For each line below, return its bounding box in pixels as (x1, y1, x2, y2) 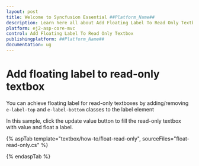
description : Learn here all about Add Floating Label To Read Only (6, 20, 179, 25)
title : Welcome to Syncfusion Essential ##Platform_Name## (6, 14, 155, 20)
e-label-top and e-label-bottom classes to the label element (6, 106, 155, 113)
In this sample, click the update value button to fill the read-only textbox (6, 117, 182, 124)
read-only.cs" (6, 141, 40, 148)
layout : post (6, 8, 38, 15)
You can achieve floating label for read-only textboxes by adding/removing (6, 99, 189, 107)
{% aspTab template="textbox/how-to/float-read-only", (6, 135, 141, 142)
